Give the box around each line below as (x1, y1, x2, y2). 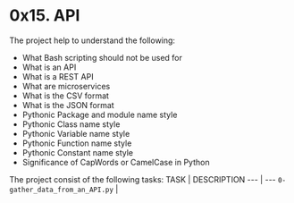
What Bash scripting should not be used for (21, 52, 183, 63)
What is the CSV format (21, 90, 110, 101)
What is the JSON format (21, 99, 114, 110)
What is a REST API (21, 71, 94, 81)
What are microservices (21, 80, 111, 91)
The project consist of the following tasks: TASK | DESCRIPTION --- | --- (9, 173, 277, 184)
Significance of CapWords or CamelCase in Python (21, 156, 210, 167)
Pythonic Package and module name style (21, 109, 178, 120)
